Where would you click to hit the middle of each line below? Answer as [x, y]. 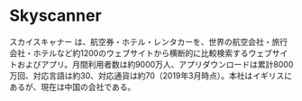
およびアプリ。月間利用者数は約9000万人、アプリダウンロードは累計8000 [155, 64]
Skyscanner [55, 16]
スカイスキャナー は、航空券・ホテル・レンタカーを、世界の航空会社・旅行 [149, 41]
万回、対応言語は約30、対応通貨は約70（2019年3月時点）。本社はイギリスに [151, 75]
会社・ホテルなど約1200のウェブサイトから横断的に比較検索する [129, 53]
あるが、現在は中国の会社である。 [73, 87]
